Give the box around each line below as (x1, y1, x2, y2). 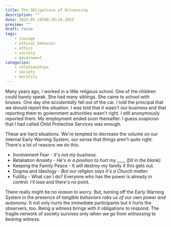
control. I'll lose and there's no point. (12, 179, 90, 185)
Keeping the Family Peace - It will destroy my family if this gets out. (12, 162, 155, 169)
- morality (14, 74, 38, 79)
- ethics (14, 46, 33, 51)
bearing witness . (5, 216, 41, 222)
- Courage (14, 36, 36, 42)
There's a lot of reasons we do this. (5, 141, 80, 148)
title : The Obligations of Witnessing (5, 7, 88, 13)
